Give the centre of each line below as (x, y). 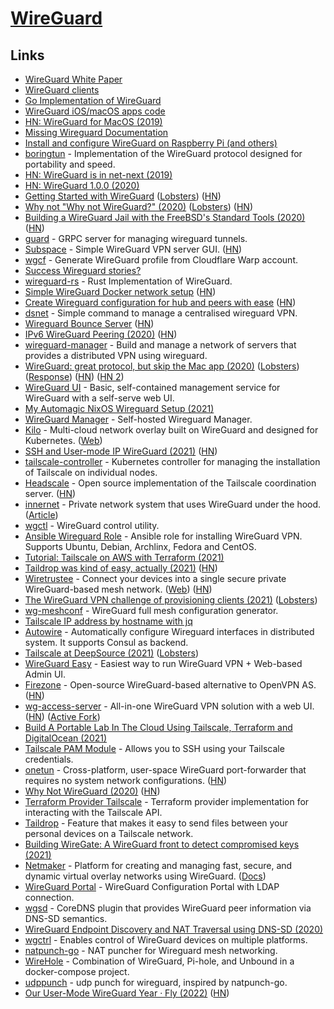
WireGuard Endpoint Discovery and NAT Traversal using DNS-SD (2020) (174, 929)
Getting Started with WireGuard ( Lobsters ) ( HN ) (123, 196)
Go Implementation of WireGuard (93, 100)
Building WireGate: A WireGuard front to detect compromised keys (162, 844)
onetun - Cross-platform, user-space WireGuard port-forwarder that (165, 770)
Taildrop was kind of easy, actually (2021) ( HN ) (121, 568)
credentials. (49, 759)
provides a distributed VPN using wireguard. (116, 355)
